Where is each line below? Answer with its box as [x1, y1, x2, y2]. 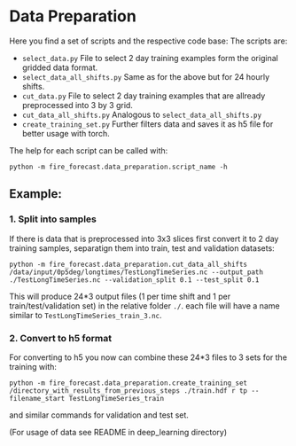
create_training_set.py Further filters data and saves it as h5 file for [21, 118, 274, 129]
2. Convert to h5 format [9, 332, 113, 344]
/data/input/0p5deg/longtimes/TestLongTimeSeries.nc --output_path [9, 268, 264, 277]
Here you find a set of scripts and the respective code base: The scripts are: [9, 35, 288, 46]
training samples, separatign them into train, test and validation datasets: [9, 242, 275, 254]
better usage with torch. [21, 128, 110, 138]
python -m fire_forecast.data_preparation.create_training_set [9, 379, 248, 387]
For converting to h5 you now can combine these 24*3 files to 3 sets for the [9, 352, 288, 363]
